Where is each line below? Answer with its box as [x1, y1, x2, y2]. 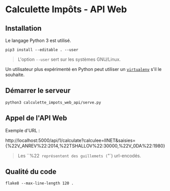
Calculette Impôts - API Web [5, 4, 127, 15]
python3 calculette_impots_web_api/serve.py [5, 100, 101, 105]
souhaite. [5, 71, 25, 78]
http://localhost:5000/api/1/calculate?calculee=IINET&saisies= [5, 137, 136, 144]
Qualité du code [5, 168, 57, 176]
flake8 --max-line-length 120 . [5, 181, 74, 186]
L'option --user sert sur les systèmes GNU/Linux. [17, 56, 121, 62]
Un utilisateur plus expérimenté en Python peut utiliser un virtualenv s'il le [5, 66, 162, 72]
